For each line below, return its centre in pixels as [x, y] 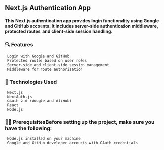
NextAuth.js [20, 97]
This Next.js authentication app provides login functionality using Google [82, 21]
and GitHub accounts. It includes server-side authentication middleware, [82, 26]
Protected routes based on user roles [47, 61]
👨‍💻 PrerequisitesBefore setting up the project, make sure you [80, 122]
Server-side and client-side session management [58, 65]
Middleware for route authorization [45, 70]
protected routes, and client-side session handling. [59, 31]
